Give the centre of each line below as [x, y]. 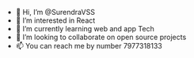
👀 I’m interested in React [55, 20]
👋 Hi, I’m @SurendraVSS [55, 12]
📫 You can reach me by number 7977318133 [89, 46]
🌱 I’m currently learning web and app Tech [85, 29]
